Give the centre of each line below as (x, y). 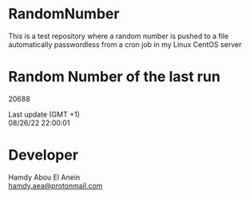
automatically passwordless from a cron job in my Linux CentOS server (125, 44)
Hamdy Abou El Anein (44, 177)
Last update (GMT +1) (44, 114)
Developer (43, 155)
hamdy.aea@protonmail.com (56, 185)
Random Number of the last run (115, 77)
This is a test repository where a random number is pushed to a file (119, 36)
